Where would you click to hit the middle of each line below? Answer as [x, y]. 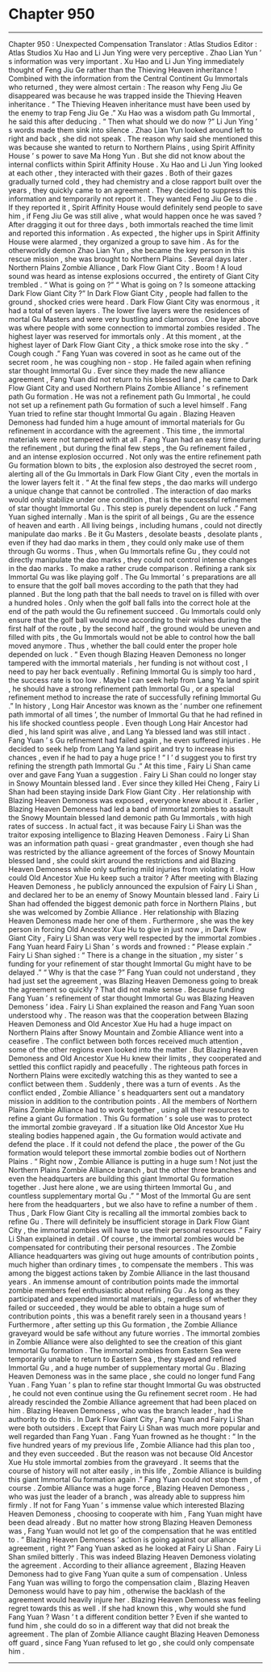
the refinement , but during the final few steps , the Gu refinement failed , [130, 448]
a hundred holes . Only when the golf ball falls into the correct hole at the [130, 603]
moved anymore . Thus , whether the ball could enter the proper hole [123, 646]
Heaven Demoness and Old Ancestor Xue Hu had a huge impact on [120, 1023]
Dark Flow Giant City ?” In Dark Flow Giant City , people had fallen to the [128, 293]
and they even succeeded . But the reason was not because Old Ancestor [131, 1454]
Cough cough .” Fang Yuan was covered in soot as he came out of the [125, 353]
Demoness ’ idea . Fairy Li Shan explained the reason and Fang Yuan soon [131, 1006]
